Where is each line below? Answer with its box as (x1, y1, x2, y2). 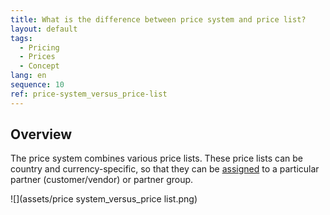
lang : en (10, 71, 47, 81)
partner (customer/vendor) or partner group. (10, 174, 194, 186)
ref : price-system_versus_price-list (10, 89, 168, 99)
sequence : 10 (10, 80, 65, 90)
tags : (10, 33, 33, 43)
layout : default (10, 24, 78, 34)
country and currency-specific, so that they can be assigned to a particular (10, 163, 320, 175)
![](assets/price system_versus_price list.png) (10, 193, 198, 205)
